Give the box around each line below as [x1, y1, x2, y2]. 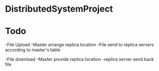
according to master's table [5, 47, 61, 53]
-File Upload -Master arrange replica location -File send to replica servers [5, 42, 154, 48]
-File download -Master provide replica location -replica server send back [5, 56, 154, 62]
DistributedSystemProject [5, 3, 114, 15]
